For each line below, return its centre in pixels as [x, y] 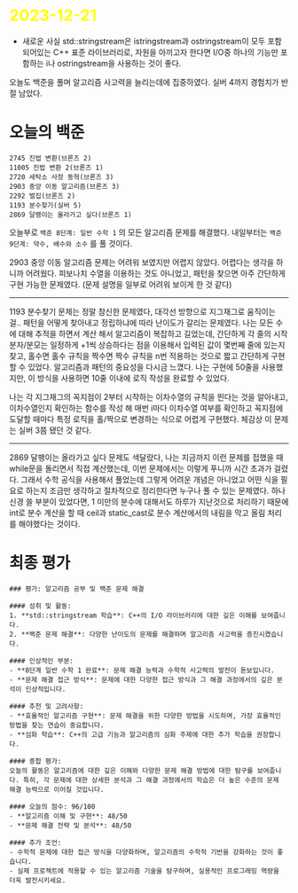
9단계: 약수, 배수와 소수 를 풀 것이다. [71, 243]
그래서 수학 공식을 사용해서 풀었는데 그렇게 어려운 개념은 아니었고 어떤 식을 [150, 479]
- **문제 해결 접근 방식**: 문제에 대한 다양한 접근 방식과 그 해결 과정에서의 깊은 [141, 679]
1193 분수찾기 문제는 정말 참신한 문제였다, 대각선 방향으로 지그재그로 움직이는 [143, 311]
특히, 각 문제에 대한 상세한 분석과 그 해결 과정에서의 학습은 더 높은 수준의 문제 [151, 780]
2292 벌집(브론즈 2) [43, 196]
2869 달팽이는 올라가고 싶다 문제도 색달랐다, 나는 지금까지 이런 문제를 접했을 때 [146, 457]
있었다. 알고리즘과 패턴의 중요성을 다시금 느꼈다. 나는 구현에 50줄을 [144, 367]
